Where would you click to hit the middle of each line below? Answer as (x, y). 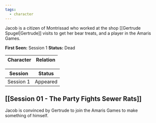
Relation (46, 60)
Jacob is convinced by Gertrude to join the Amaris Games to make (71, 110)
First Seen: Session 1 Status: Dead (40, 48)
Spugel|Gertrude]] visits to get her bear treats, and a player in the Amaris (78, 33)
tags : (10, 9)
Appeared (46, 82)
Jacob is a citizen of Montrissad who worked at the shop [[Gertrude (73, 28)
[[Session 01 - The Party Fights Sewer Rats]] (73, 98)
